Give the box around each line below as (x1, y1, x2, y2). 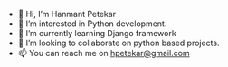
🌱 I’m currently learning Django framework (17, 28, 176, 38)
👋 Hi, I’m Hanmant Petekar (17, 9, 116, 19)
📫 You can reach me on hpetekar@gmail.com (17, 48, 190, 58)
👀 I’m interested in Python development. (17, 18, 167, 29)
